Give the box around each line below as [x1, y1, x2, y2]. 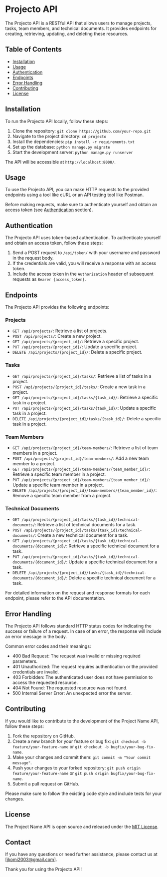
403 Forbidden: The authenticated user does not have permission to [12, 674, 153, 680]
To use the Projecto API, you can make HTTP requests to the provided [5, 187, 149, 193]
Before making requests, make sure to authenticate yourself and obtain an [5, 202, 158, 208]
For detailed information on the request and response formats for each [5, 590, 151, 596]
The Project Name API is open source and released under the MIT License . [5, 823, 159, 829]
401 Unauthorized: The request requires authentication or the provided [12, 664, 158, 669]
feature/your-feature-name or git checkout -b [12, 743, 109, 749]
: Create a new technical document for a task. [34, 532, 129, 538]
